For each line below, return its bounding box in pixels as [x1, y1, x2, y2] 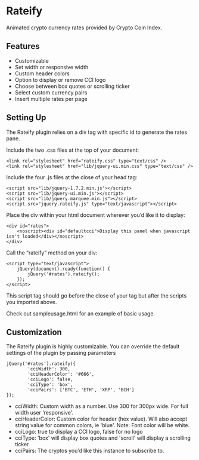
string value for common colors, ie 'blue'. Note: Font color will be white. [14, 422, 190, 429]
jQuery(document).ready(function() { [17, 266, 111, 272]
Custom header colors [14, 70, 70, 77]
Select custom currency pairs [14, 88, 88, 96]
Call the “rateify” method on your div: [6, 249, 98, 256]
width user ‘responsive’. [14, 409, 73, 416]
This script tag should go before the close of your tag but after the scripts [6, 292, 187, 299]
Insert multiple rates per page [14, 95, 88, 102]
